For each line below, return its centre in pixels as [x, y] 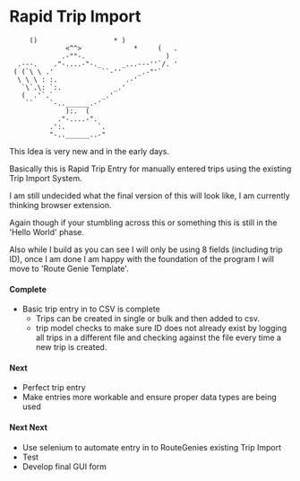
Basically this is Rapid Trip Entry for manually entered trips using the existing [150, 169]
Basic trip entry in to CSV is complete [91, 309]
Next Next [28, 427]
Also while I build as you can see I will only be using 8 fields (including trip [146, 249]
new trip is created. [71, 347]
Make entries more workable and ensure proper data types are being [150, 398]
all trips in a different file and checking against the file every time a [159, 337]
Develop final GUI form [64, 466]
